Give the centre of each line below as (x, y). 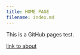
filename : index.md (30, 17)
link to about (21, 46)
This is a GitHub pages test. (40, 34)
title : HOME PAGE (28, 12)
